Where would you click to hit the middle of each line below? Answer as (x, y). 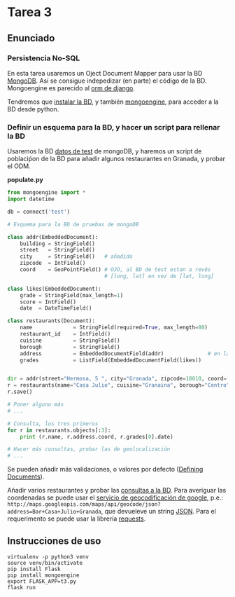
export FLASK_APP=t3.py (42, 581)
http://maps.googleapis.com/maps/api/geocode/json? (84, 505)
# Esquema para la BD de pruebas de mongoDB (73, 224)
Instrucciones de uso (54, 541)
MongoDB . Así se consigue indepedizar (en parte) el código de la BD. (107, 81)
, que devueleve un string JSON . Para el (159, 512)
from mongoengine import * (47, 193)
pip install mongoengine (43, 575)
